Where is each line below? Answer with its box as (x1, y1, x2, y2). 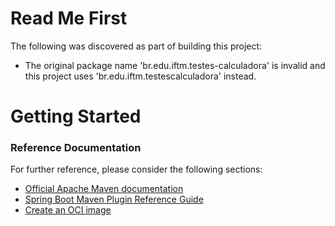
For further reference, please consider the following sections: (10, 163, 263, 176)
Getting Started (10, 105, 142, 128)
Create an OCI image (24, 204, 112, 216)
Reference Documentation (10, 141, 142, 155)
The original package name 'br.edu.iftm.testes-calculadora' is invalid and (24, 59, 326, 71)
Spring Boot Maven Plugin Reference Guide (24, 193, 204, 206)
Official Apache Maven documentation (24, 183, 184, 195)
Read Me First (10, 7, 128, 30)
